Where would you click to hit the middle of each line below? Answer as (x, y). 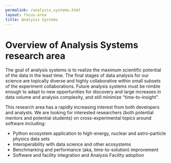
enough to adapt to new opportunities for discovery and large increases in (83, 92)
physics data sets (31, 139)
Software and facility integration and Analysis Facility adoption (78, 155)
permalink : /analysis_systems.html (43, 10)
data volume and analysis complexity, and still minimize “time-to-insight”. (82, 97)
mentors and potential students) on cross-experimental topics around (78, 118)
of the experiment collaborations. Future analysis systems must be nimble (83, 86)
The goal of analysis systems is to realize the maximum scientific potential (83, 70)
